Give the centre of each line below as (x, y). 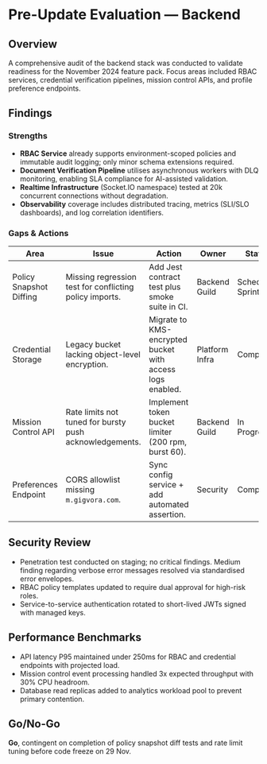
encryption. (87, 364)
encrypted (168, 339)
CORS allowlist (93, 479)
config (161, 475)
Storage (27, 359)
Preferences (35, 484)
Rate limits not (92, 412)
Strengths (28, 136)
